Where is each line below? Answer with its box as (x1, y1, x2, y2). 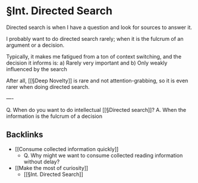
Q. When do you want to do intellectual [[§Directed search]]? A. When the (6, 106, 186, 113)
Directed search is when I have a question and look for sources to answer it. (6, 24, 192, 31)
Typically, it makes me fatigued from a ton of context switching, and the (6, 53, 182, 60)
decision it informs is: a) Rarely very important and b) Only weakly (6, 59, 168, 66)
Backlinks (6, 130, 43, 140)
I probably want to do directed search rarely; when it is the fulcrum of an (6, 35, 184, 42)
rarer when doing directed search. (6, 83, 90, 90)
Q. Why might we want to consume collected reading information (23, 152, 183, 159)
